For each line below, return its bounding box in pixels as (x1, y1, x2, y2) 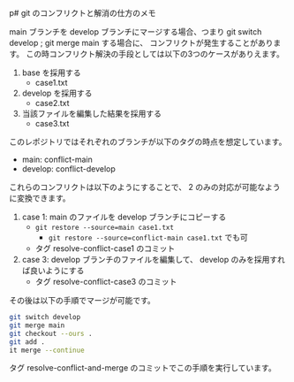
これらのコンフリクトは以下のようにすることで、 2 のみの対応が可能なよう (9, 182, 281, 192)
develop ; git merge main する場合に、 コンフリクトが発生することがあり (9, 38, 274, 48)
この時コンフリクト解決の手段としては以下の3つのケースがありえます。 (26, 49, 284, 59)
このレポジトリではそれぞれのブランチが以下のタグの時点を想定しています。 (9, 136, 287, 147)
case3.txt (34, 118, 70, 128)
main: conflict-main (21, 154, 93, 164)
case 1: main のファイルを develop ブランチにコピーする (21, 211, 227, 222)
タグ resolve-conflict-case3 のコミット (34, 277, 177, 286)
